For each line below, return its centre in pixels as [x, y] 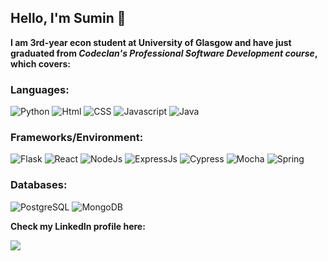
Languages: [40, 89]
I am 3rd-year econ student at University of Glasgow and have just [151, 42]
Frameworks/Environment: [77, 138]
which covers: [40, 63]
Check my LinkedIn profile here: [78, 226]
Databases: [39, 185]
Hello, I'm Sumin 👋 [68, 18]
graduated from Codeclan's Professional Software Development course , [164, 53]
